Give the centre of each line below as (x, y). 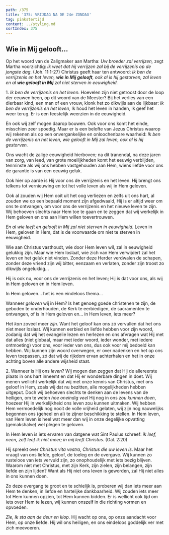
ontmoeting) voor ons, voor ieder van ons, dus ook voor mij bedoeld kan (80, 345)
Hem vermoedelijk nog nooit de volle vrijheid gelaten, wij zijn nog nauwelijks (85, 408)
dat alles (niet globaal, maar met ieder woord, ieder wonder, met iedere (79, 340)
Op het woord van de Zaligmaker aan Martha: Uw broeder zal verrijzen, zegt (85, 61)
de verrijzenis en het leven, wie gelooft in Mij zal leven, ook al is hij (75, 140)
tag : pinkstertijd (25, 19)
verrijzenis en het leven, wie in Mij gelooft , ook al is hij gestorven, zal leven (83, 77)
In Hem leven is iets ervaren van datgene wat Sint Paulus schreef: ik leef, (81, 434)
